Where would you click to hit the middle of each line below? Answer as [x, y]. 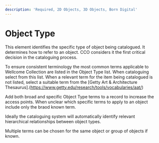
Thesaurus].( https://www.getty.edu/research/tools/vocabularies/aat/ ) [74, 87]
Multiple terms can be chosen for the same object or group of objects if [76, 131]
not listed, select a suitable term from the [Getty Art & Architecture [71, 82]
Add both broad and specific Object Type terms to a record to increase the [79, 96]
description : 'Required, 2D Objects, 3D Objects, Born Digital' [71, 9]
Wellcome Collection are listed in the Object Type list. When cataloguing [77, 72]
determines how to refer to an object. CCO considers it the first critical [75, 52]
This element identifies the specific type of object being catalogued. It [75, 47]
